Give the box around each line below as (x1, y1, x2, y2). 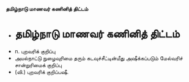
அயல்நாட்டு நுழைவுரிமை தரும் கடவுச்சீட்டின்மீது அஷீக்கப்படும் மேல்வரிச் (14, 54, 183, 62)
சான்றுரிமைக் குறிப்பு (14, 61, 62, 69)
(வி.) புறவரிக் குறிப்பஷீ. (14, 68, 69, 75)
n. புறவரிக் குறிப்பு (14, 47, 56, 54)
